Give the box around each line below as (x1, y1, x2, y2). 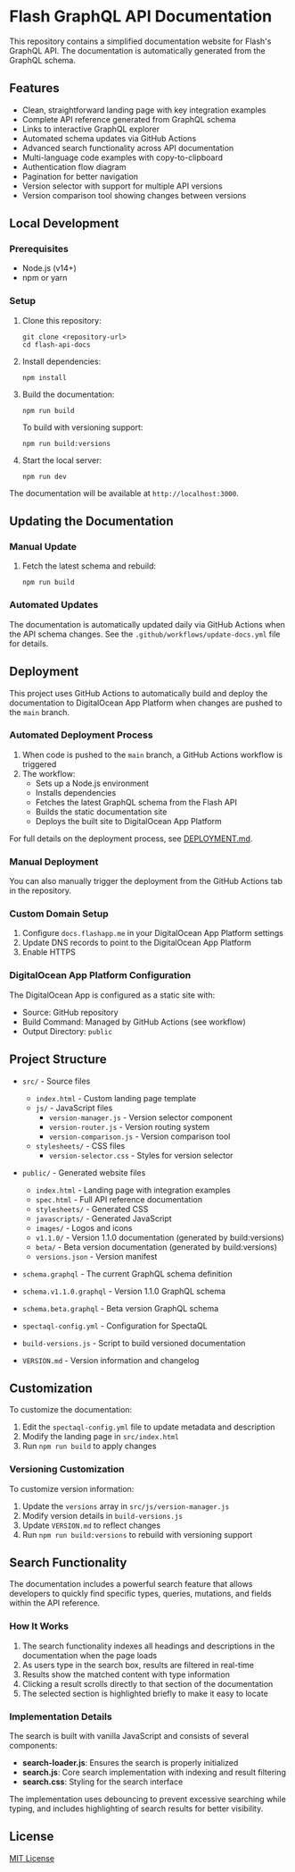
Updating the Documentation (9, 514, 174, 529)
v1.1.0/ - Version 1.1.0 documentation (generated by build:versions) (35, 1232, 285, 1243)
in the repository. (9, 885, 72, 896)
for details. (9, 637, 49, 649)
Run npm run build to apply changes (21, 1441, 157, 1452)
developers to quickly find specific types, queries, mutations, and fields (9, 1589, 272, 1599)
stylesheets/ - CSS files (35, 1140, 126, 1151)
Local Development (9, 216, 119, 232)
